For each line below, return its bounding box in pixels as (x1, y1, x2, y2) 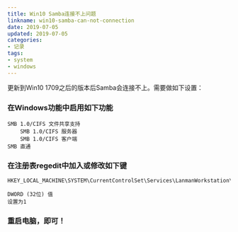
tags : (7, 50, 23, 57)
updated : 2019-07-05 (7, 30, 69, 37)
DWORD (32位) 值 (7, 191, 53, 198)
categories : (7, 37, 42, 44)
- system (7, 57, 33, 64)
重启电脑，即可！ (7, 216, 66, 226)
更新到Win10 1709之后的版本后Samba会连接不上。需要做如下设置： (7, 83, 203, 92)
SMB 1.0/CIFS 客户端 (20, 135, 78, 142)
